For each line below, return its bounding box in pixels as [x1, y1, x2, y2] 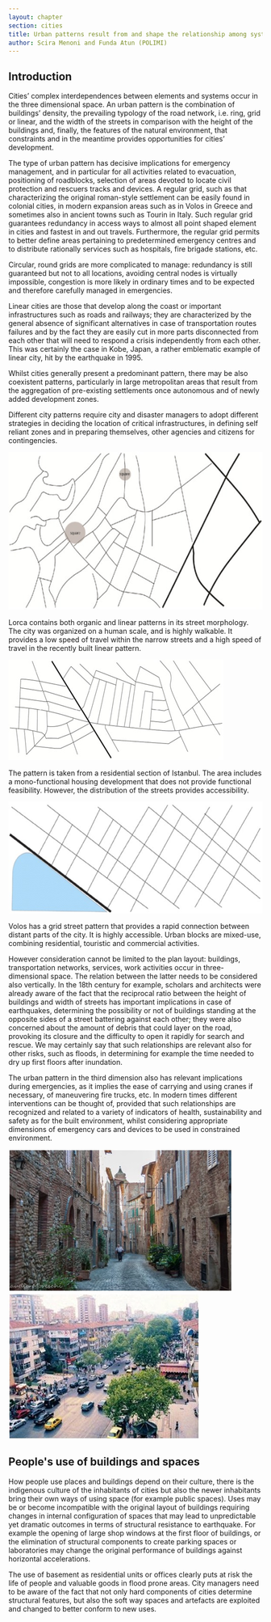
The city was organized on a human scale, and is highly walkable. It [8, 627, 233, 636]
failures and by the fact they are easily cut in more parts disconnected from [8, 327, 259, 337]
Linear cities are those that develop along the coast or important [8, 302, 222, 311]
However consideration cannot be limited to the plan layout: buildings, [8, 954, 240, 964]
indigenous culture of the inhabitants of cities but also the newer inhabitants [8, 1485, 261, 1495]
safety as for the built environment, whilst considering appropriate [8, 1116, 228, 1126]
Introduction [8, 70, 73, 83]
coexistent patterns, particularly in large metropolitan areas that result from [8, 377, 258, 387]
